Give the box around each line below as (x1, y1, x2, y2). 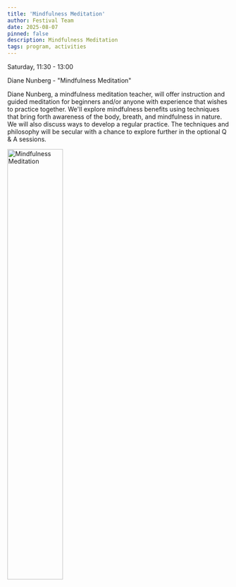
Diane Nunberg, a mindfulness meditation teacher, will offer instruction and (7, 90, 225, 98)
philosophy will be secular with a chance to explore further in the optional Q (7, 128, 227, 136)
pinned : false (7, 30, 49, 37)
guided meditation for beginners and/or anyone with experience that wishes (7, 97, 228, 106)
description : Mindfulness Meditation (7, 37, 118, 44)
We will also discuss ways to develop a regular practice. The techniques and (7, 120, 229, 128)
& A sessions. (7, 135, 47, 143)
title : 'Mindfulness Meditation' (7, 10, 106, 18)
